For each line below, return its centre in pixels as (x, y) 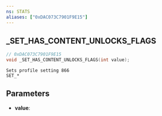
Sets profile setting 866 (38, 71)
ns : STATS (18, 11)
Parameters (28, 94)
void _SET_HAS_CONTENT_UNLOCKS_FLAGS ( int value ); (68, 60)
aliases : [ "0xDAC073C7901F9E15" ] (47, 17)
